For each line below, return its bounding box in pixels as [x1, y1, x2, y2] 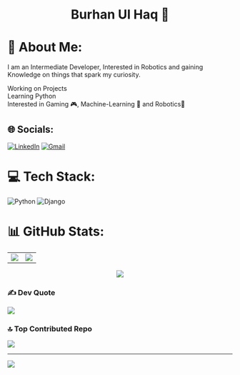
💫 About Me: [7, 39, 83, 56]
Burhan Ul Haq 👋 [70, 6, 170, 23]
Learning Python [7, 92, 56, 101]
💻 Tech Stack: [7, 169, 96, 185]
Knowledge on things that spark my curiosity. [7, 71, 141, 79]
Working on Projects [7, 84, 68, 93]
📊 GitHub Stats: [7, 224, 105, 240]
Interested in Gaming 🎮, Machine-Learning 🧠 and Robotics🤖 [7, 100, 186, 109]
